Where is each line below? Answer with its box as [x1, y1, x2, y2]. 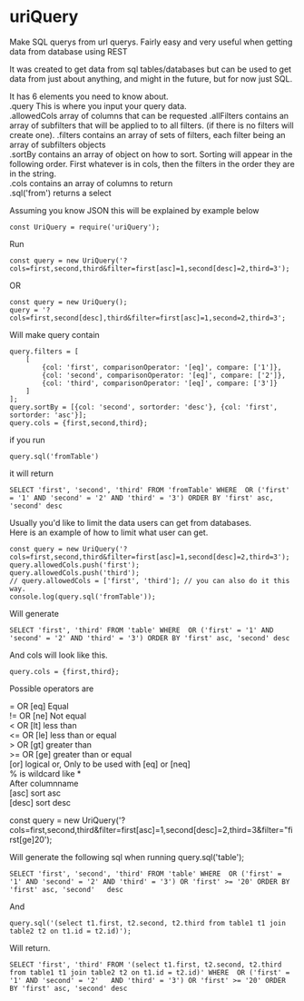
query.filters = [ [9, 347, 79, 356]
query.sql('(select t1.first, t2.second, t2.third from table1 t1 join [9, 918, 286, 927]
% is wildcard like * [9, 768, 82, 778]
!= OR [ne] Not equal [9, 710, 87, 721]
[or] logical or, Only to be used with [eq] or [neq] [9, 758, 191, 769]
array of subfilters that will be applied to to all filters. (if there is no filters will [9, 120, 294, 131]
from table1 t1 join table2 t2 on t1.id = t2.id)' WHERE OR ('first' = [9, 967, 290, 977]
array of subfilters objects [9, 139, 106, 150]
